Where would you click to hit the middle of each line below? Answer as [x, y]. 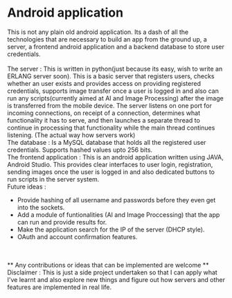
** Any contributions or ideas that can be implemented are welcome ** [108, 265]
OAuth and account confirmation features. [77, 236]
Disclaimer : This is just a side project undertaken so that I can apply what [113, 272]
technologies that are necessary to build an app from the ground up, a [107, 39]
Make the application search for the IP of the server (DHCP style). [111, 229]
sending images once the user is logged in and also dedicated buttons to [111, 172]
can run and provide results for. [62, 222]
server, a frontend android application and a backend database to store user [116, 46]
